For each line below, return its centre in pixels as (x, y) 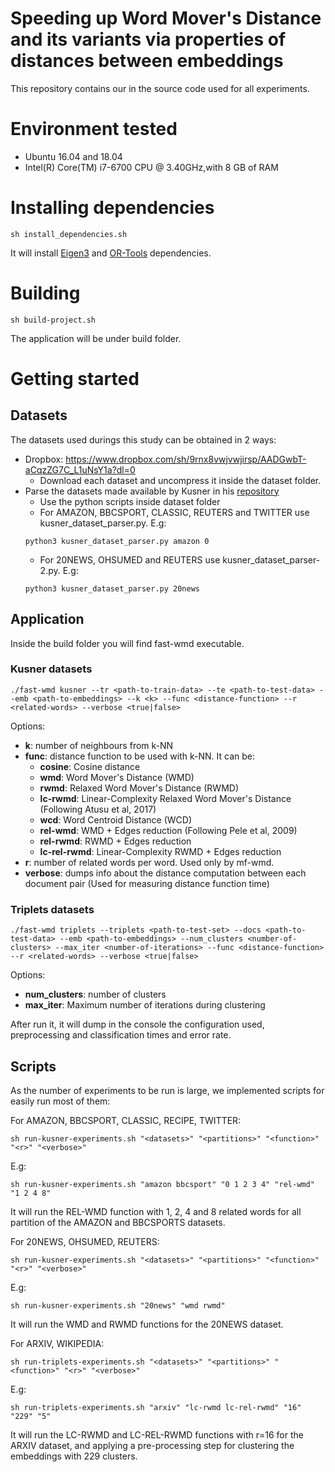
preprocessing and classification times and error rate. (121, 1035)
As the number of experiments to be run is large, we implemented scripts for (167, 1090)
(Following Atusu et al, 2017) (98, 809)
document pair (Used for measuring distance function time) (147, 883)
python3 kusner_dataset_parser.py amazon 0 (117, 541)
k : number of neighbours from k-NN (99, 745)
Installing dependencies (112, 208)
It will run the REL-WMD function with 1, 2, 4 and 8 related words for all (156, 1211)
